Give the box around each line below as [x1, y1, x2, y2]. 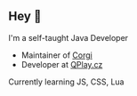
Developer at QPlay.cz [20, 59, 103, 69]
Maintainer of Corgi [20, 50, 93, 60]
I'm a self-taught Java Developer [8, 32, 129, 43]
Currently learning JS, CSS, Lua [8, 76, 125, 87]
